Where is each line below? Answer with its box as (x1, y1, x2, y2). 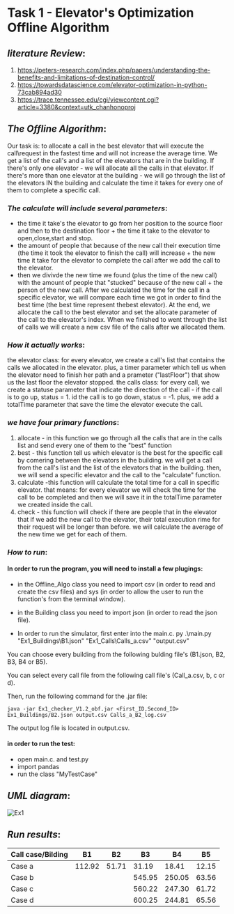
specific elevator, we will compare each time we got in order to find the (17, 293, 221, 302)
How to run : (7, 547, 48, 557)
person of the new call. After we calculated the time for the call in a (17, 286, 210, 294)
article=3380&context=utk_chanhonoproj (17, 103, 136, 111)
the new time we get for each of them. (17, 529, 127, 538)
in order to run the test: (7, 740, 75, 748)
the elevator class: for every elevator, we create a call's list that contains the (7, 356, 225, 364)
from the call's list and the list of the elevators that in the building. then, (17, 463, 221, 472)
